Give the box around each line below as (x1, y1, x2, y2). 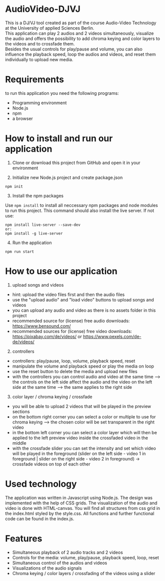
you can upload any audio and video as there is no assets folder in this (12, 307, 156, 313)
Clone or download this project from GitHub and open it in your (12, 160, 141, 166)
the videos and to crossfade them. (5, 41, 75, 46)
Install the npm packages (12, 193, 64, 199)
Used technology (5, 478, 77, 490)
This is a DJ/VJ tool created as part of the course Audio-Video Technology (5, 20, 157, 26)
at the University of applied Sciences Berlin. (5, 25, 95, 31)
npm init (5, 184, 23, 189)
